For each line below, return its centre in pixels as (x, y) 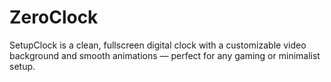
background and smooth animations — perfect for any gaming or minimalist (165, 55)
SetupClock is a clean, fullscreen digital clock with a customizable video (158, 45)
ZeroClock (54, 17)
